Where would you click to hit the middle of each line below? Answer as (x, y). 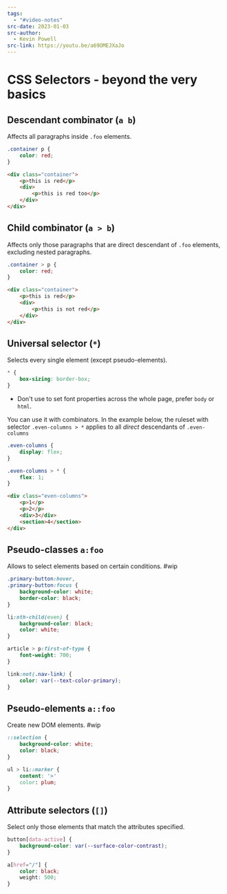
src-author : (24, 33)
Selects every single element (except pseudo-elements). (87, 360)
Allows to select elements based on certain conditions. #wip (92, 566)
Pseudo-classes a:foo (55, 550)
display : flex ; (41, 452)
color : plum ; (38, 782)
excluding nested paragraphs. (50, 252)
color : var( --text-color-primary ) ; (71, 681)
